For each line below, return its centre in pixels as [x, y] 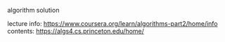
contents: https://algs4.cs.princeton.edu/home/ [76, 31]
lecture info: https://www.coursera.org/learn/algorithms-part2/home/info [112, 23]
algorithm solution [33, 10]
